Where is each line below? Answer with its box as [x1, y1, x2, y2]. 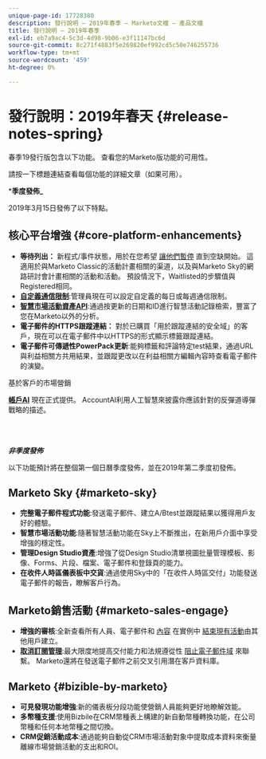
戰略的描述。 [8, 404, 50, 415]
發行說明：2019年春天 [8, 107, 154, 125]
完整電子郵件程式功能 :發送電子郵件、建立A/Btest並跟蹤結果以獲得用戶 [19, 508, 249, 518]
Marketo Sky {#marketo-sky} [8, 486, 158, 499]
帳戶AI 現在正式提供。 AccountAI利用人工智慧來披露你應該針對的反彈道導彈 [8, 395, 256, 404]
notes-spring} [8, 124, 104, 143]
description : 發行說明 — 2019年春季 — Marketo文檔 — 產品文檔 [8, 19, 203, 27]
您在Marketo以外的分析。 [19, 311, 104, 321]
